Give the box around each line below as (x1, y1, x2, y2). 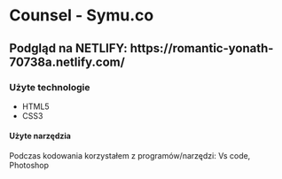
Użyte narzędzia (9, 130, 71, 142)
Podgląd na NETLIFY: (9, 41, 129, 56)
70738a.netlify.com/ (9, 54, 126, 69)
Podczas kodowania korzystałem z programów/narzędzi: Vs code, (9, 151, 251, 161)
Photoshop (9, 160, 50, 171)
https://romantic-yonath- (129, 41, 274, 56)
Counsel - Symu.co (9, 5, 154, 26)
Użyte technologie (9, 81, 90, 93)
